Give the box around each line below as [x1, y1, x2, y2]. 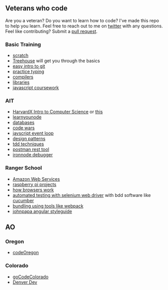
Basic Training [5, 40, 41, 48]
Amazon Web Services [12, 176, 60, 182]
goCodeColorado [12, 273, 49, 280]
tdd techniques [12, 141, 44, 147]
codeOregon [12, 250, 39, 256]
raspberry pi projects [12, 181, 57, 187]
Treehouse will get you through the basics [12, 58, 100, 64]
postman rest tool [12, 146, 49, 152]
